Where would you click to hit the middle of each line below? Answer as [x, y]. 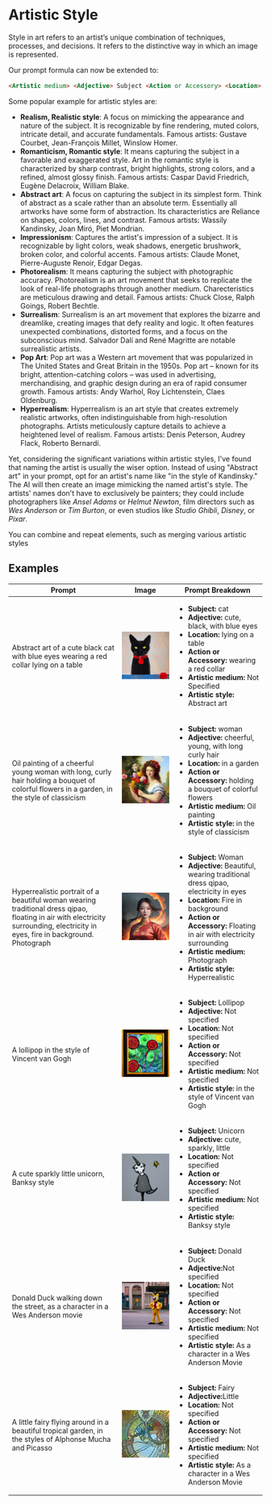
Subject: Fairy [212, 1388]
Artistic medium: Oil [222, 806]
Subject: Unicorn [217, 1131]
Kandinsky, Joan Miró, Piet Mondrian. [82, 229]
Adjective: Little [214, 1396]
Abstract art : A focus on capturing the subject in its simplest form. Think [141, 194]
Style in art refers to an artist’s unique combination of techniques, [117, 37]
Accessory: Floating [222, 926]
